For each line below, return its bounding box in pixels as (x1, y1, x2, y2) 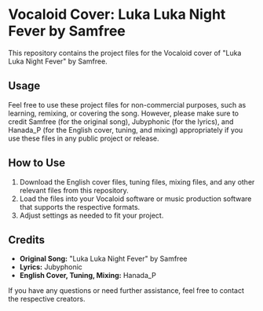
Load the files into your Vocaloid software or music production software (19, 194, 252, 203)
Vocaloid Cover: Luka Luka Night (8, 5, 226, 24)
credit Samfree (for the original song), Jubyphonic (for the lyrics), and (8, 116, 234, 126)
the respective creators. (8, 295, 86, 304)
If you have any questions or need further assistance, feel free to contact (8, 286, 245, 295)
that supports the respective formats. (19, 202, 141, 211)
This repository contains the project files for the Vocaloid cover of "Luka (8, 48, 242, 57)
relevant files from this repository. (19, 185, 130, 195)
